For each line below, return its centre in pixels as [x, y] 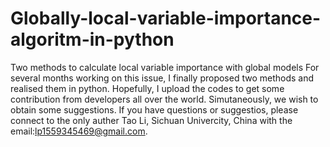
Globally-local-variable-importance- [166, 18]
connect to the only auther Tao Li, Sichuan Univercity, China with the [151, 120]
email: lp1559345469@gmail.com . [79, 131]
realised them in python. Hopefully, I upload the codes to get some [147, 88]
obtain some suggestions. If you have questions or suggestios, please [154, 109]
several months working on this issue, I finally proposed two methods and [162, 78]
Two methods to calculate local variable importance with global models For [165, 67]
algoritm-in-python [92, 39]
